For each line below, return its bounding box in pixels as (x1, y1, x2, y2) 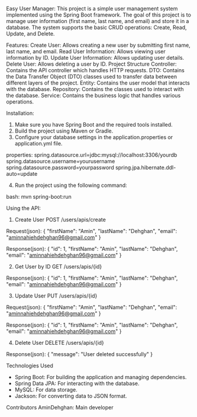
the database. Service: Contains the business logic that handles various (6, 92, 181, 99)
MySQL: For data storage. (14, 386, 78, 393)
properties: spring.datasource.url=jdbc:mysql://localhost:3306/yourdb (6, 151, 177, 159)
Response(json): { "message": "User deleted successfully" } (6, 351, 153, 357)
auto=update (6, 170, 38, 177)
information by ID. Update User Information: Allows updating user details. (6, 54, 185, 61)
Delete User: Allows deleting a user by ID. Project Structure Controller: (6, 60, 177, 67)
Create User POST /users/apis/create (14, 216, 106, 223)
